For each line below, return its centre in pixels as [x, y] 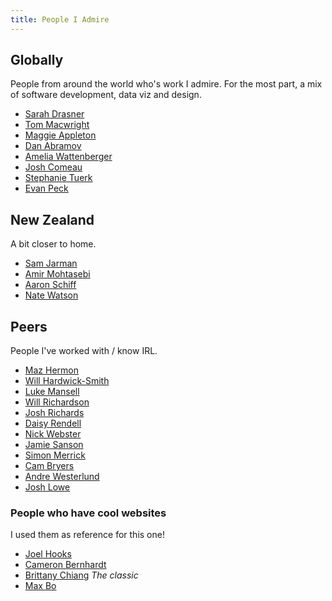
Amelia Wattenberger [68, 157]
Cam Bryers [49, 466]
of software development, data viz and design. [106, 95]
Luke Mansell [52, 392]
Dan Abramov [53, 146]
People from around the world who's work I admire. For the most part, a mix [166, 84]
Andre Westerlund [62, 477]
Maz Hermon [51, 370]
